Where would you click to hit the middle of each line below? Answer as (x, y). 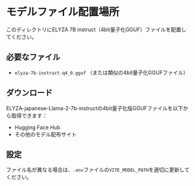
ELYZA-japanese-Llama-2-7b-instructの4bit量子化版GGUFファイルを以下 (95, 108)
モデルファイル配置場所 (63, 12)
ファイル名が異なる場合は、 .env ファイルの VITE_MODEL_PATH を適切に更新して (98, 170)
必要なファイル (33, 57)
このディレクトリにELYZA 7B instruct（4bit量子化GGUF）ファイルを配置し (96, 29)
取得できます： (29, 115)
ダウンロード (29, 93)
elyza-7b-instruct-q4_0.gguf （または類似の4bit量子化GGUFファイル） (102, 72)
